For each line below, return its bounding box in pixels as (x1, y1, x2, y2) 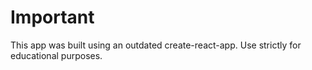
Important (10, 6, 95, 29)
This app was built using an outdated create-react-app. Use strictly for (10, 39, 302, 51)
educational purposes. (10, 49, 103, 61)
